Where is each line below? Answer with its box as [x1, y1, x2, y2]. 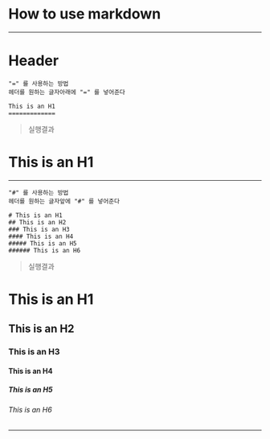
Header [8, 51, 59, 70]
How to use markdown [8, 5, 162, 23]
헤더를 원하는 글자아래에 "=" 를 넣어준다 [8, 88, 126, 96]
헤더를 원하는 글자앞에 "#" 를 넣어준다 [8, 197, 121, 205]
